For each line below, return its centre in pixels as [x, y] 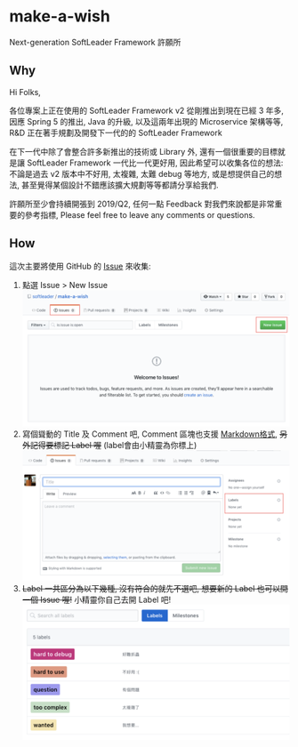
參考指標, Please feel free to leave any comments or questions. [140, 214]
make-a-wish [60, 16]
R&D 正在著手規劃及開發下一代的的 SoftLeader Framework [116, 133]
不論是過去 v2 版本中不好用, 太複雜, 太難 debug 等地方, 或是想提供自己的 [142, 173]
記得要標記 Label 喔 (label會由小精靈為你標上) [113, 445]
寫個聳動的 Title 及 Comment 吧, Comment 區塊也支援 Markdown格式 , [150, 434]
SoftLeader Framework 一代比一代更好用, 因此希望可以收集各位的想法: [155, 163]
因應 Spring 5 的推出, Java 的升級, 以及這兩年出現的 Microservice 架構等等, [146, 121]
